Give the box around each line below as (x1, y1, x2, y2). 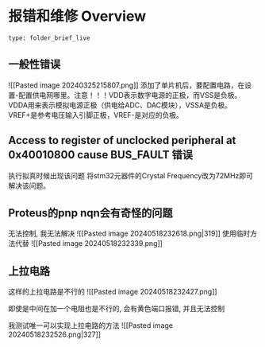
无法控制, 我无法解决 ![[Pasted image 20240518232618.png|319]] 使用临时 (8, 228, 251, 239)
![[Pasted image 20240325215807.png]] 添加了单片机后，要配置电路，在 (8, 80, 245, 90)
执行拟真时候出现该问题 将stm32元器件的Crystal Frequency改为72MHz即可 (8, 170, 254, 180)
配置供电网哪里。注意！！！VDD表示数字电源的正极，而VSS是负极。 (18, 90, 242, 99)
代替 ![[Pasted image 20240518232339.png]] (14, 239, 163, 248)
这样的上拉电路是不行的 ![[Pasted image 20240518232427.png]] (8, 287, 217, 297)
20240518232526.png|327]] (8, 329, 102, 339)
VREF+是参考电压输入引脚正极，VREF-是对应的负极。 (8, 110, 184, 119)
